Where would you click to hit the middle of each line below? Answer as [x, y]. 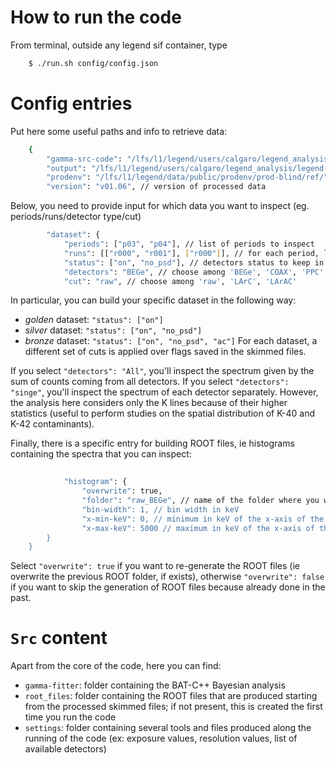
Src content [59, 638]
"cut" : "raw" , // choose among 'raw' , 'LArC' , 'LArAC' [180, 281]
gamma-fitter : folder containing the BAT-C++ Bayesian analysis [155, 685]
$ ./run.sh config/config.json [93, 63]
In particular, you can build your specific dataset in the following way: [153, 300]
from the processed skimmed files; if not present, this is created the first [173, 707]
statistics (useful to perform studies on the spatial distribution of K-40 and [163, 413]
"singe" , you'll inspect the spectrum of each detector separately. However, [164, 392]
